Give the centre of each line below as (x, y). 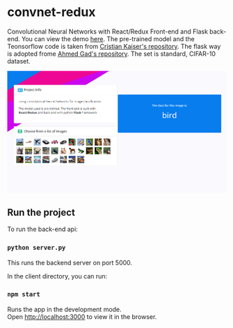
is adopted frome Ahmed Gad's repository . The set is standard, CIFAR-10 (112, 54)
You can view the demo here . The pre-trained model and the (108, 38)
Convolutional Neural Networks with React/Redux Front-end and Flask (108, 31)
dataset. (19, 61)
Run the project (41, 213)
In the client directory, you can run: (57, 276)
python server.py (37, 248)
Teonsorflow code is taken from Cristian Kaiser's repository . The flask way (114, 46)
